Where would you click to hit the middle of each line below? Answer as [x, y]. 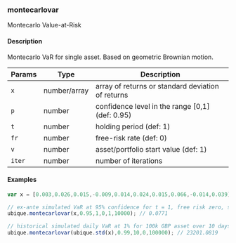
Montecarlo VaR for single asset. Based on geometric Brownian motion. [111, 57]
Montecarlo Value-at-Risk [45, 25]
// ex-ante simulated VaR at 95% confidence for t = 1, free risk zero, [116, 207]
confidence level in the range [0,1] [152, 106]
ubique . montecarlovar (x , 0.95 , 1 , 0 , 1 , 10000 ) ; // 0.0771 [88, 214]
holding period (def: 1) [133, 126]
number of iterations [129, 161]
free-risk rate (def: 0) [131, 138]
